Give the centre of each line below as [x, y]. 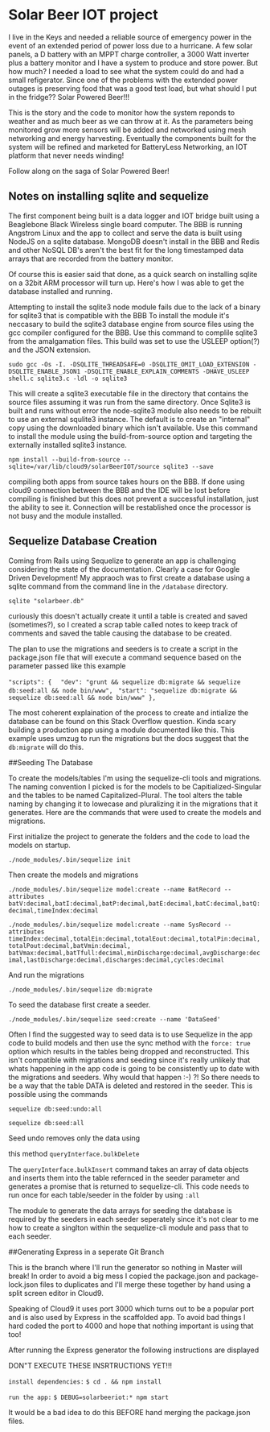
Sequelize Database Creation [83, 541]
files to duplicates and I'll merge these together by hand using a [145, 1284]
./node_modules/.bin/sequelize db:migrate [80, 989]
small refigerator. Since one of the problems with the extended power [123, 80]
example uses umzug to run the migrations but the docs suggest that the [129, 738]
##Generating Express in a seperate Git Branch [86, 1252]
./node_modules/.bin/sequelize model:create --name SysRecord [115, 925]
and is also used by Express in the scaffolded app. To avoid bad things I [127, 1317]
